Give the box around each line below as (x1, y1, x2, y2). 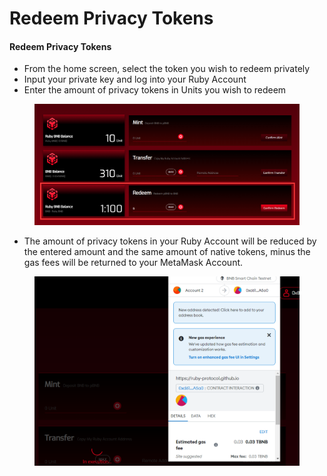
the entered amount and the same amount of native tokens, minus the (23, 245, 311, 257)
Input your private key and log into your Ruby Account (23, 73, 247, 86)
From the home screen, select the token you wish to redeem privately (23, 63, 311, 75)
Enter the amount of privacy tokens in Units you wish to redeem (23, 84, 287, 96)
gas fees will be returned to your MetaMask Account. (23, 256, 244, 268)
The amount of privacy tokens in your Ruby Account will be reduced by (23, 235, 317, 247)
